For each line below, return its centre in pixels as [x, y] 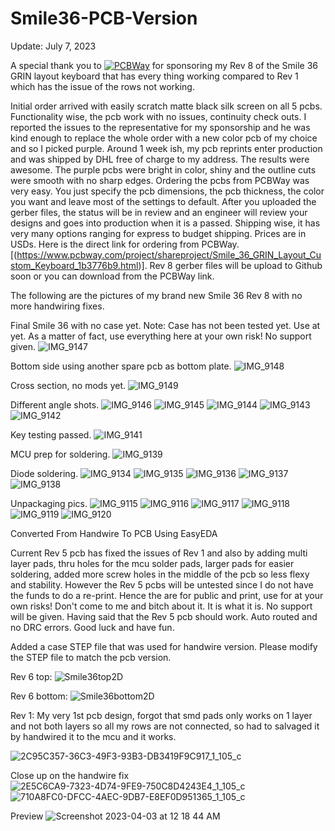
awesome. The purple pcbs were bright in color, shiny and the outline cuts [163, 169]
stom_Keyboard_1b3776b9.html [74, 265]
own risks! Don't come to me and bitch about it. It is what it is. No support [161, 606]
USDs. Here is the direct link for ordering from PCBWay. [125, 244]
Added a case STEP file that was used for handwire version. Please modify [164, 646]
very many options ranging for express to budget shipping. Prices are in [158, 233]
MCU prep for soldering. [60, 454]
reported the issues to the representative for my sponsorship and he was [160, 127]
